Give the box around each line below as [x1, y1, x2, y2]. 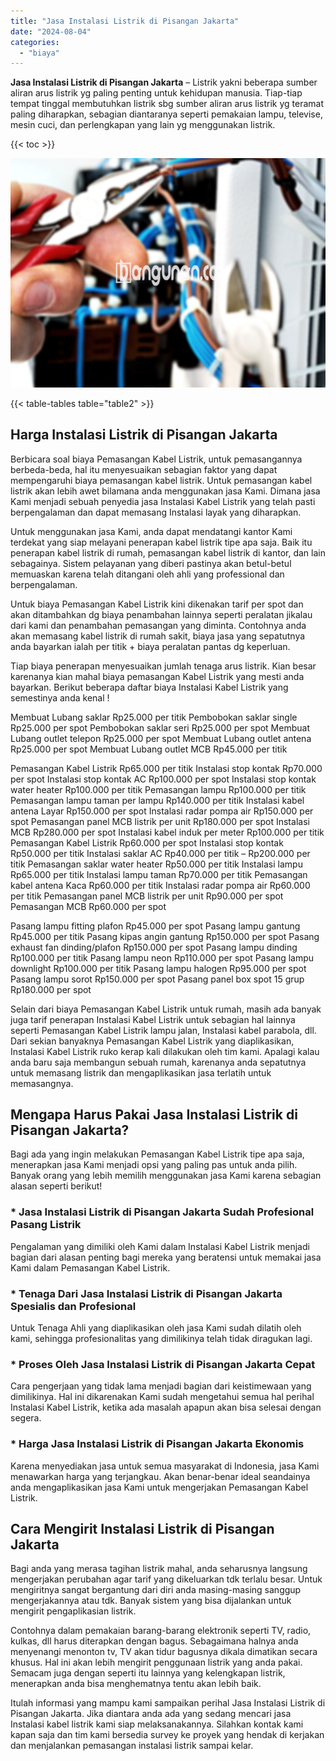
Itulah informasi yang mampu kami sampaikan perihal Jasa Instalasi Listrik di [10, 1697, 326, 1709]
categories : [10, 37, 60, 47]
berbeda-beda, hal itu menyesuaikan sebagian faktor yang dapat [10, 463, 278, 475]
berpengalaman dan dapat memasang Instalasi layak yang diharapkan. [10, 506, 302, 518]
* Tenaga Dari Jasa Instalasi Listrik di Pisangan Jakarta [10, 1286, 283, 1300]
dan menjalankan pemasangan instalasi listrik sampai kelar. [10, 1740, 254, 1752]
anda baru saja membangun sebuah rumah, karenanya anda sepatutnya [10, 1056, 307, 1068]
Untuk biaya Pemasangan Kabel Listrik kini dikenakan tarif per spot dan [10, 598, 304, 610]
